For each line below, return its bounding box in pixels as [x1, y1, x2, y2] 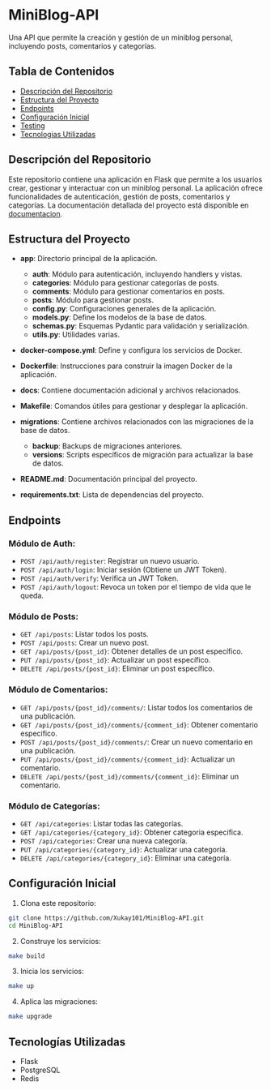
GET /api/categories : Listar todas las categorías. [19, 818, 184, 828]
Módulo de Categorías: [8, 800, 100, 812]
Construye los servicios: [19, 936, 101, 946]
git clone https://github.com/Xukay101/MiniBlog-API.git [8, 914, 205, 922]
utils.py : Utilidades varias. [32, 330, 120, 340]
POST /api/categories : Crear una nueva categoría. [19, 835, 188, 845]
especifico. [19, 728, 58, 738]
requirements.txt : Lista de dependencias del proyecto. [19, 490, 205, 500]
